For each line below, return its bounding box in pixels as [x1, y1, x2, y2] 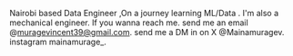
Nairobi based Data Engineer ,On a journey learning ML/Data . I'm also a [9, 8, 279, 18]
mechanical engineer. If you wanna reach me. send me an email [9, 17, 248, 28]
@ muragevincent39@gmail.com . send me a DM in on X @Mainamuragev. [9, 27, 285, 37]
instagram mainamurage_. [9, 36, 106, 47]
